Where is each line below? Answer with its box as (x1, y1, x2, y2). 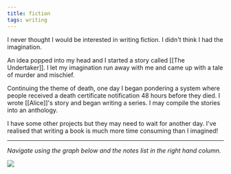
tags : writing (7, 17, 48, 23)
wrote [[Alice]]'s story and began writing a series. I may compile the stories (7, 98, 221, 107)
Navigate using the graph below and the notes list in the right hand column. (7, 146, 221, 155)
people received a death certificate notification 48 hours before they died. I (7, 91, 221, 100)
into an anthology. (7, 106, 58, 114)
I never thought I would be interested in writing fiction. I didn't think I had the (7, 35, 223, 43)
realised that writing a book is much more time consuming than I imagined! (7, 127, 219, 135)
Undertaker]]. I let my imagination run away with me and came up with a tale (7, 63, 223, 72)
